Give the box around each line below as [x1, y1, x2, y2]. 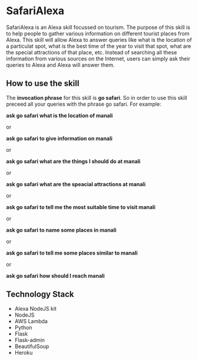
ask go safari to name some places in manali [6, 226, 117, 233]
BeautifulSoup [14, 343, 49, 350]
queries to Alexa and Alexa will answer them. [6, 61, 115, 69]
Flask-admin [14, 336, 45, 343]
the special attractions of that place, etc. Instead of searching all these [6, 48, 177, 56]
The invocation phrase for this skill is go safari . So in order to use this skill [6, 94, 187, 101]
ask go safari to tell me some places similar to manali [6, 249, 138, 256]
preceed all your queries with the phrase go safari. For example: [6, 100, 161, 108]
